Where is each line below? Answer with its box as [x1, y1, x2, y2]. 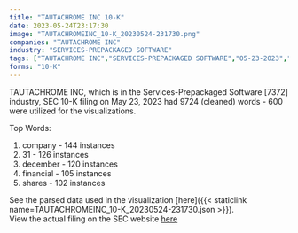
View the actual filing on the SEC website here [9, 214, 178, 224]
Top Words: [9, 122, 51, 133]
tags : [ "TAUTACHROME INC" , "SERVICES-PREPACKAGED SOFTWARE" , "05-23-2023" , [9, 54, 288, 63]
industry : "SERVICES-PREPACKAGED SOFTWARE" [9, 46, 173, 55]
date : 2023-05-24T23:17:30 [9, 21, 109, 30]
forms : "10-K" [9, 63, 62, 72]
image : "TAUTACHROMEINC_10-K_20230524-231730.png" [9, 29, 200, 38]
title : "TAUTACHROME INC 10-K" [9, 12, 125, 22]
